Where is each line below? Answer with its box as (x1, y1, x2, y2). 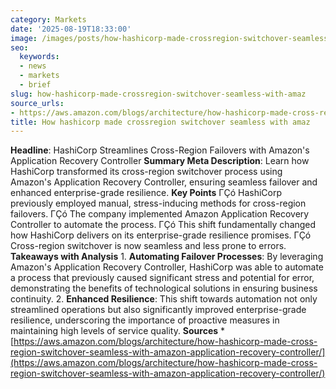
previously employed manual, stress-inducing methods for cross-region (10, 197, 307, 210)
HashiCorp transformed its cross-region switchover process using (10, 166, 283, 178)
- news (19, 61, 47, 71)
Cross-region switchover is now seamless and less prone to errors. (10, 240, 287, 252)
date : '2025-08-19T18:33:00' (10, 24, 132, 34)
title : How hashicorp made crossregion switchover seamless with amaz (10, 117, 311, 127)
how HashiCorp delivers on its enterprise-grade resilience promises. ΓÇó (10, 229, 312, 241)
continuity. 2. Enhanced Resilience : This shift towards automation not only (10, 293, 318, 305)
